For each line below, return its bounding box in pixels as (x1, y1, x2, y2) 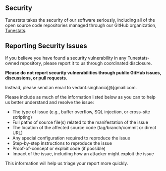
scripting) (12, 114, 32, 120)
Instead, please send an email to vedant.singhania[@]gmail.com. (5, 84, 137, 90)
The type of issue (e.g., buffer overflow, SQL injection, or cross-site (12, 108, 150, 115)
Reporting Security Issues (5, 42, 88, 50)
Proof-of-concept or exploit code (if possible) (12, 145, 106, 151)
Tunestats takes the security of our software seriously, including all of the (5, 17, 155, 23)
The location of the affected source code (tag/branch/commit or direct (12, 124, 157, 130)
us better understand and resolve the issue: (5, 99, 94, 105)
